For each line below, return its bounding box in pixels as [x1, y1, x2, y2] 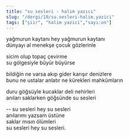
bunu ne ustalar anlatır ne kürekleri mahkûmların [6, 77, 124, 84]
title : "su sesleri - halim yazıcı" [6, 8, 96, 15]
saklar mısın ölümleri [6, 118, 56, 125]
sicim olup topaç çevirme [6, 53, 68, 60]
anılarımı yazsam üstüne [6, 112, 65, 119]
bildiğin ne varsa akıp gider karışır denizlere [6, 71, 112, 78]
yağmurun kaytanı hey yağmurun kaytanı [6, 36, 105, 43]
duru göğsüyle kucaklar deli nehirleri [6, 88, 95, 95]
